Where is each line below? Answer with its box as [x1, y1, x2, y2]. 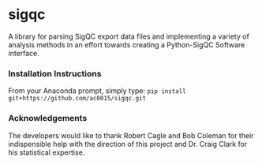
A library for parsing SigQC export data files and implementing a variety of [8, 32, 250, 41]
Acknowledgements [8, 113, 88, 124]
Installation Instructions [8, 68, 102, 79]
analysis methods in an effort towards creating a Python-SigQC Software [8, 39, 245, 49]
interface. [8, 48, 39, 58]
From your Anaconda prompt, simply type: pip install [8, 86, 187, 96]
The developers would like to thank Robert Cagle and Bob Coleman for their [8, 130, 254, 140]
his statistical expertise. [8, 148, 85, 157]
